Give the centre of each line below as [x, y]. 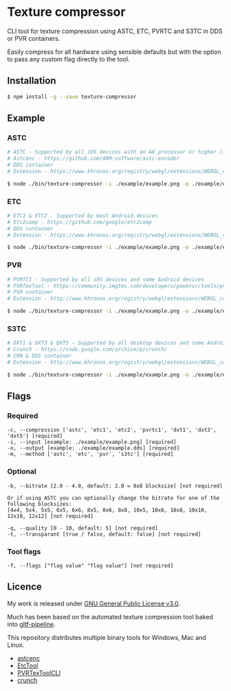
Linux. [16, 645]
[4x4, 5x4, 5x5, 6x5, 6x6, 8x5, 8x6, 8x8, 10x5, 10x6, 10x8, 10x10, [107, 510]
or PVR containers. [34, 38]
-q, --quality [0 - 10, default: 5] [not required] [82, 528]
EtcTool [27, 665]
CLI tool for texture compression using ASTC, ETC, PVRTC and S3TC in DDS [115, 31]
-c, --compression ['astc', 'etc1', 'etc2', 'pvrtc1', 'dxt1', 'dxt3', [112, 430]
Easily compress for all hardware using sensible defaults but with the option [114, 52]
